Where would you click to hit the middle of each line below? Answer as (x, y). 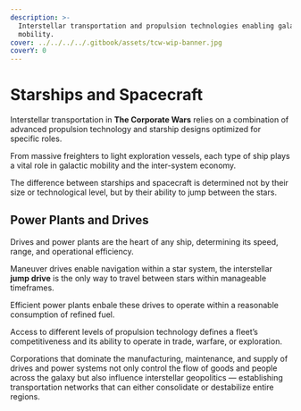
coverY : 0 (29, 51)
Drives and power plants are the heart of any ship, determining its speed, (145, 241)
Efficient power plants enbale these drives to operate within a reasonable (145, 305)
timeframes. (32, 288)
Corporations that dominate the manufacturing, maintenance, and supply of (149, 358)
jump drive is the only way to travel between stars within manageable (138, 278)
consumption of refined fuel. (63, 315)
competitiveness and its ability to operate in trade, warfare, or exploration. (146, 341)
